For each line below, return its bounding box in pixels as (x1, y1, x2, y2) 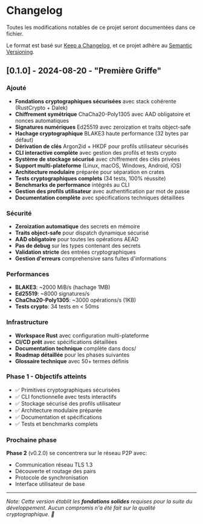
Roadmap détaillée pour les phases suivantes (14, 351, 130, 358)
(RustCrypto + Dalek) (14, 104, 68, 111)
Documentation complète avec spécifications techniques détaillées (14, 194, 185, 201)
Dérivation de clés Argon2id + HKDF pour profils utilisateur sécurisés (14, 143, 188, 150)
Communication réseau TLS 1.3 (14, 461, 93, 468)
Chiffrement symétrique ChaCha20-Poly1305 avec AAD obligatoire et (14, 110, 190, 118)
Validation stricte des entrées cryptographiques (14, 248, 136, 256)
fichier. (6, 30, 24, 37)
